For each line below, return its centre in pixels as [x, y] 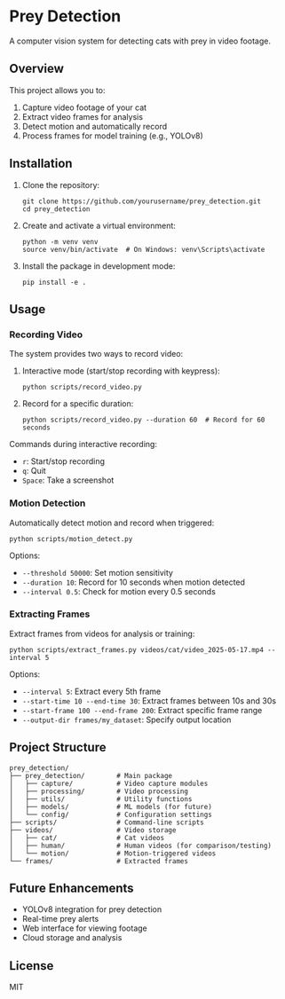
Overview [37, 69]
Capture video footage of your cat [84, 107]
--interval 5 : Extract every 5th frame [91, 691]
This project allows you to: [57, 90]
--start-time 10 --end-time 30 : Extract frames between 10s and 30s [149, 700]
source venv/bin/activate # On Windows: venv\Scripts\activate [143, 249]
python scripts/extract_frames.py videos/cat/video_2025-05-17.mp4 [137, 649]
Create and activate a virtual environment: [99, 225]
